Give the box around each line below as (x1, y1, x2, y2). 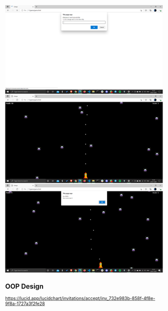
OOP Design (5, 282, 44, 291)
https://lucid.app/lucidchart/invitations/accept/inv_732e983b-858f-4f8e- (5, 296, 155, 302)
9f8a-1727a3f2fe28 (5, 301, 45, 307)
